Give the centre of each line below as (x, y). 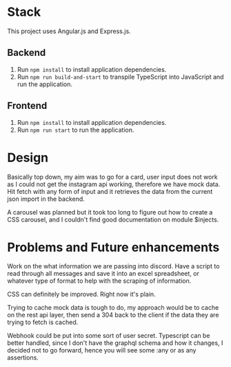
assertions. (23, 358)
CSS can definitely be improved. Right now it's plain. (82, 295)
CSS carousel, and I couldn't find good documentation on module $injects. (113, 219)
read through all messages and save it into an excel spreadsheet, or (103, 274)
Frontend (27, 106)
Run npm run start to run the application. (76, 130)
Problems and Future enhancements (113, 247)
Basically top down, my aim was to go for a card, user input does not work (113, 177)
